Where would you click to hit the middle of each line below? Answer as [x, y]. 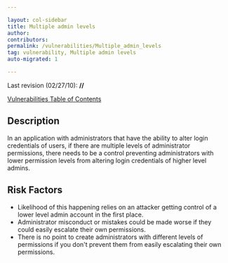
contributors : [28, 39]
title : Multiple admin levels [52, 26]
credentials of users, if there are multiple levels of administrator [99, 146]
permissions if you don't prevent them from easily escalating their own [119, 244]
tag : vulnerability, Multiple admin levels [72, 53]
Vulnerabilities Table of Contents [54, 98]
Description [33, 121]
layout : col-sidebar [38, 20]
